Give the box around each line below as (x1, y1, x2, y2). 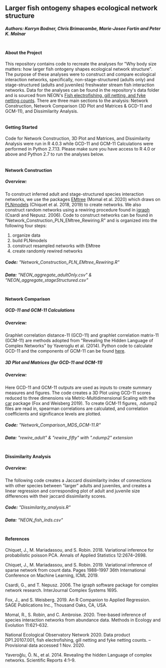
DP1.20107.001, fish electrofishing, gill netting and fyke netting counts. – (5, 637, 151, 643)
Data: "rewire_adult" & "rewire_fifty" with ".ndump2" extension (5, 434, 133, 440)
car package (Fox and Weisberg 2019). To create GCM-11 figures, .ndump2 (5, 400, 157, 406)
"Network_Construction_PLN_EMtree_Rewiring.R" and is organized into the (5, 217, 158, 223)
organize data (12, 232, 41, 238)
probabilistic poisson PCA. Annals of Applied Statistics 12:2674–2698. (5, 552, 147, 558)
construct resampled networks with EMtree (12, 243, 101, 249)
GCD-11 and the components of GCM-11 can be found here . (5, 348, 126, 354)
